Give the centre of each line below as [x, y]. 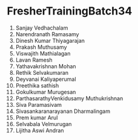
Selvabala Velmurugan [44, 124]
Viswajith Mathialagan [43, 53]
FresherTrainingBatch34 [70, 11]
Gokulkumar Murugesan [46, 92]
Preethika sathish [37, 85]
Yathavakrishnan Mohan [46, 66]
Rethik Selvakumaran [42, 72]
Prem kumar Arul [37, 117]
